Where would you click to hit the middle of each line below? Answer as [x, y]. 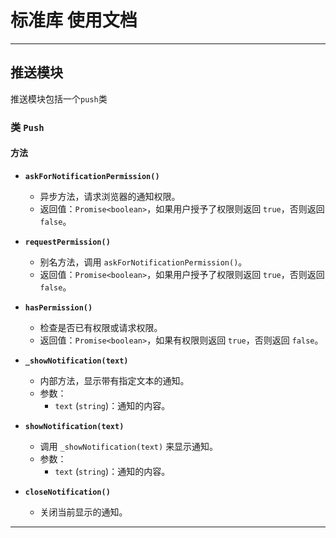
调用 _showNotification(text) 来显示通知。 [129, 446]
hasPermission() [58, 307]
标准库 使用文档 [74, 20]
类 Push [27, 127]
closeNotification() [67, 492]
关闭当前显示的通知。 [83, 512]
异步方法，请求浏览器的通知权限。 [110, 196]
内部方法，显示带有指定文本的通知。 [114, 380]
